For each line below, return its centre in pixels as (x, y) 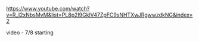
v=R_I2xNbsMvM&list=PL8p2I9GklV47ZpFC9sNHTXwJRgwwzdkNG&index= (99, 15)
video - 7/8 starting (30, 33)
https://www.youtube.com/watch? (48, 9)
